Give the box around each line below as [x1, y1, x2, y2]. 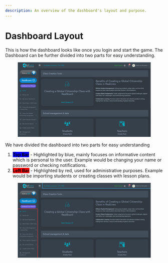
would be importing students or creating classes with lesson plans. [12, 173, 151, 179]
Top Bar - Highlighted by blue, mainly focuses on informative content [12, 152, 155, 158]
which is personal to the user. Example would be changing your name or [12, 157, 162, 163]
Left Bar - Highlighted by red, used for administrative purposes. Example [12, 168, 163, 174]
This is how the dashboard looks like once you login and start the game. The [5, 47, 163, 53]
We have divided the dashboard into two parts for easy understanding [5, 142, 150, 148]
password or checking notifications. [12, 162, 87, 168]
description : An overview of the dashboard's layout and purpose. [5, 8, 147, 13]
